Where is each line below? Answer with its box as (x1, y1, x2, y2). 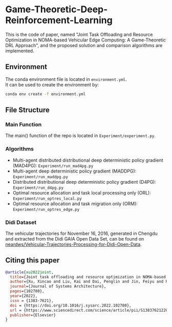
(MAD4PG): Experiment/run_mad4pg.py (12, 162, 94, 168)
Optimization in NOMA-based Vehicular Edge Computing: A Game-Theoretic (5, 37, 166, 43)
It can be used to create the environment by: (5, 81, 99, 88)
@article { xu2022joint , (5, 270, 54, 275)
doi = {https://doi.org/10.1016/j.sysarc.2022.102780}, (10, 303, 132, 308)
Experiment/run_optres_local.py (12, 196, 82, 201)
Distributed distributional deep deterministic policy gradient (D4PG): (12, 179, 156, 185)
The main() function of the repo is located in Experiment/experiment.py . (5, 133, 156, 139)
